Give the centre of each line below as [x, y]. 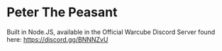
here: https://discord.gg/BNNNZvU [57, 39]
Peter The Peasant [62, 12]
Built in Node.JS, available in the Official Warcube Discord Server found [111, 32]
